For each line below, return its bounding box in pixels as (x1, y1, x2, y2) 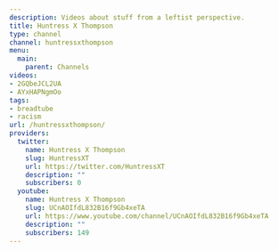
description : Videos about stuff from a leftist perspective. (9, 12, 245, 22)
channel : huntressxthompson (9, 37, 114, 47)
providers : (9, 129, 50, 138)
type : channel (9, 29, 62, 38)
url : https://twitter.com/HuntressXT (25, 162, 166, 171)
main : (17, 54, 38, 63)
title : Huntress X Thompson (9, 21, 114, 30)
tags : (9, 95, 29, 105)
